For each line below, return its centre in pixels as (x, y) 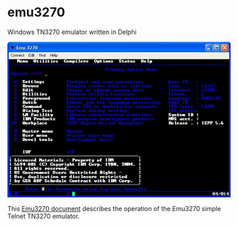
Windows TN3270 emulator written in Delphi (72, 32)
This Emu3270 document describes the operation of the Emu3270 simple (114, 209)
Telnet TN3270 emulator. (44, 216)
